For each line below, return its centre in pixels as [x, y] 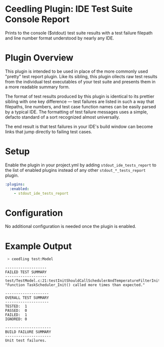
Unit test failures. [26, 341]
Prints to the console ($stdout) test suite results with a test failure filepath [79, 33]
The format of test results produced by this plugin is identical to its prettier [80, 96]
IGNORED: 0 [16, 319]
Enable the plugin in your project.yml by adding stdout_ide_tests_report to [81, 165]
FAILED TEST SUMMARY [26, 272]
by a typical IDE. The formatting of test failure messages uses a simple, [77, 112]
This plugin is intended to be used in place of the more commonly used [76, 71]
